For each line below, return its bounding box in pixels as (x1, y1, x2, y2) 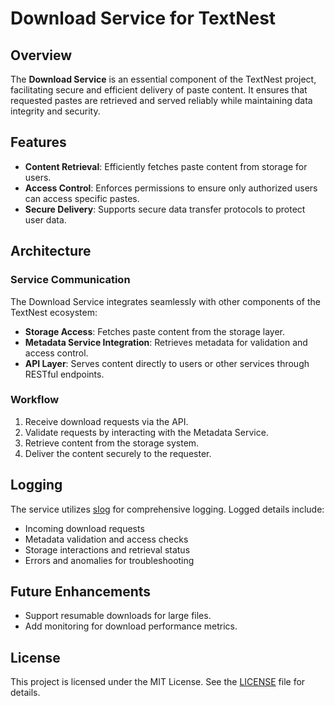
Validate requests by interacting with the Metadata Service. (24, 426, 269, 438)
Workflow (10, 393, 60, 407)
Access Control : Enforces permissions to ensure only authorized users (24, 182, 318, 194)
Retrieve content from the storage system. (24, 437, 200, 449)
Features (10, 134, 67, 151)
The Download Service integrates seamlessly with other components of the (10, 295, 321, 307)
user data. (24, 213, 67, 226)
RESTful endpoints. (24, 368, 105, 380)
